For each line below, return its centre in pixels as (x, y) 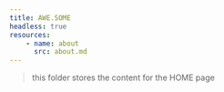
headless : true (38, 26)
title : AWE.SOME (40, 18)
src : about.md (61, 52)
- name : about (52, 43)
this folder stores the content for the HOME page (123, 77)
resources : (30, 35)
